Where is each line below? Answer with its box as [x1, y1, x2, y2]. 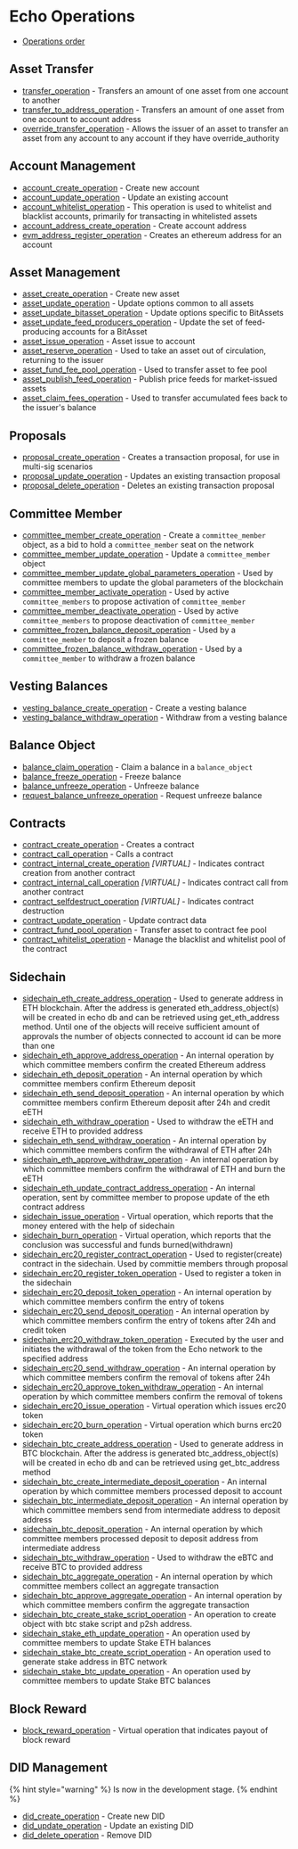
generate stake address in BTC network [21, 1656, 167, 1667]
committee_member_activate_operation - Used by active [21, 587, 230, 597]
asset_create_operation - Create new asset [21, 288, 180, 300]
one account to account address [21, 113, 141, 124]
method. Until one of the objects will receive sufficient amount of [21, 1021, 260, 1032]
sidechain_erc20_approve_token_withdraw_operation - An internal [21, 1382, 264, 1392]
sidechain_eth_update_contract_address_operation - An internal [21, 1183, 256, 1193]
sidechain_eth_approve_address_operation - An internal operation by [21, 1050, 274, 1061]
